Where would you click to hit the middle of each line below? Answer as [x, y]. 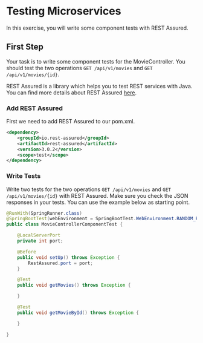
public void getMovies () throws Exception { [74, 286]
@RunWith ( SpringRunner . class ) [44, 213]
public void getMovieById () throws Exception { [78, 313]
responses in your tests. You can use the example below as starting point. [98, 202]
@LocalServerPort [39, 235]
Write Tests [24, 176]
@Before [27, 252]
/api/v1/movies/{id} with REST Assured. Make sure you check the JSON [97, 195]
